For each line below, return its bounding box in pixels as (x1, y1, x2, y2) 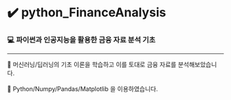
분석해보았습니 (177, 60, 217, 68)
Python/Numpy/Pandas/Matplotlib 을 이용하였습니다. (12, 85, 158, 93)
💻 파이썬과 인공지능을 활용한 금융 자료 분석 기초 (7, 35, 156, 45)
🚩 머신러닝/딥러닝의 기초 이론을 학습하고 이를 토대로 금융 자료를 (7, 60, 177, 68)
